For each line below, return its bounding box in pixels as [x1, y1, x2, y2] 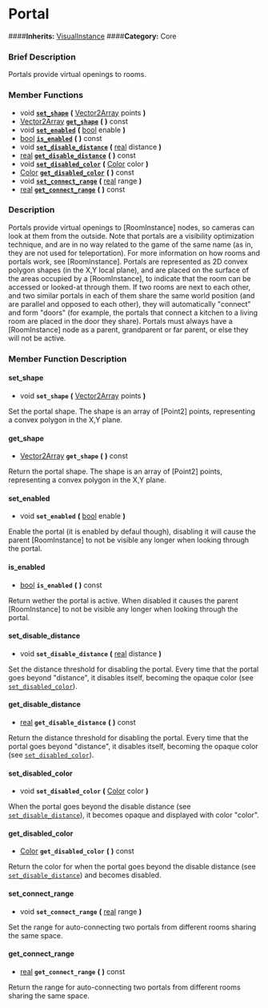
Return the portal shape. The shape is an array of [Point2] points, [8, 466, 222, 477]
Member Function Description [8, 353, 127, 365]
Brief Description [8, 51, 76, 62]
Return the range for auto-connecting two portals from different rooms [8, 982, 242, 992]
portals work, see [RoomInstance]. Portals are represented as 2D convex [8, 256, 248, 266]
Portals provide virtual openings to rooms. [8, 70, 146, 79]
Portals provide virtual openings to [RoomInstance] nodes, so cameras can [8, 222, 255, 232]
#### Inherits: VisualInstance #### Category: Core [8, 31, 178, 41]
